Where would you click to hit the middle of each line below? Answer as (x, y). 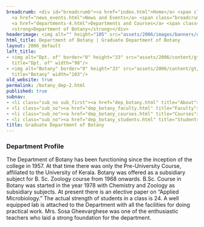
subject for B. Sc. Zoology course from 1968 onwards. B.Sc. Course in (94, 179)
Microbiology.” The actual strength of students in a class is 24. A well (93, 198)
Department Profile (35, 147)
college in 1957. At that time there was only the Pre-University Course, (94, 166)
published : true (27, 91)
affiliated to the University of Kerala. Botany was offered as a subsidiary (96, 173)
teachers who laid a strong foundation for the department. (79, 218)
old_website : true (29, 80)
